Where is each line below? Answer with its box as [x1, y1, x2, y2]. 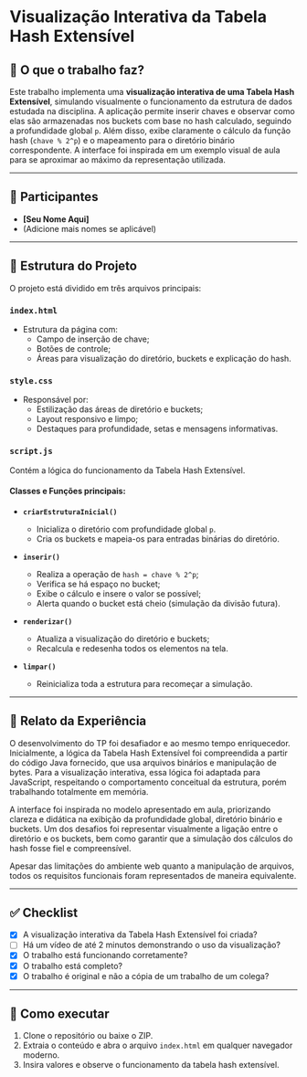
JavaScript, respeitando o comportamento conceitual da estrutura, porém [9, 776, 287, 787]
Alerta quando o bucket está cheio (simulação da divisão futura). [36, 597, 281, 608]
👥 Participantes [9, 189, 99, 205]
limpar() [22, 662, 57, 671]
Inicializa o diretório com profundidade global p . [36, 523, 217, 534]
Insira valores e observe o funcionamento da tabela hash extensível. [22, 1060, 281, 1071]
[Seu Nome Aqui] [22, 213, 90, 225]
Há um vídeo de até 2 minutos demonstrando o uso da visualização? [22, 939, 281, 951]
